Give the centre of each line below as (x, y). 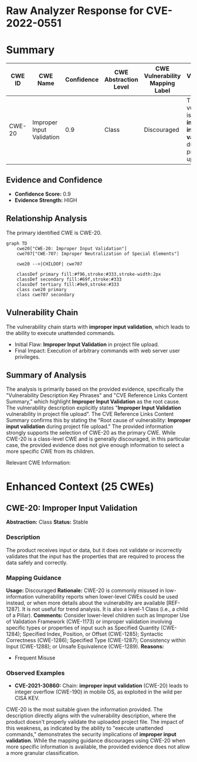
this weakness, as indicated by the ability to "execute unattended (85, 728)
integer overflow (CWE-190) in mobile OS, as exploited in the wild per (98, 692)
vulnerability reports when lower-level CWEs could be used (106, 596)
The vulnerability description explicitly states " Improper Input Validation (94, 408)
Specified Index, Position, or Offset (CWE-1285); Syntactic (93, 634)
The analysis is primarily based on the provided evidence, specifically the (95, 389)
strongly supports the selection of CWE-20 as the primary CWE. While (91, 433)
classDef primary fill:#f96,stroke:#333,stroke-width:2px (89, 274)
